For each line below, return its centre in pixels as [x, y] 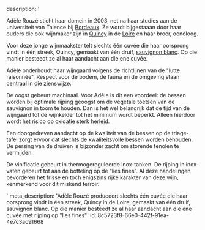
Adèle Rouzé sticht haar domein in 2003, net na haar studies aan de [92, 20]
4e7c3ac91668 [25, 222]
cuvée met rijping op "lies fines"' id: [51, 215]
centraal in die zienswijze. [39, 83]
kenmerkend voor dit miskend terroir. [53, 184]
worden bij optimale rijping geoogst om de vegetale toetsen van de [91, 102]
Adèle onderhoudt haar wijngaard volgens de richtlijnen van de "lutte [93, 70]
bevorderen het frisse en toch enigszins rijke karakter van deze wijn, [92, 177]
